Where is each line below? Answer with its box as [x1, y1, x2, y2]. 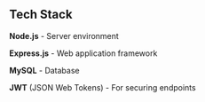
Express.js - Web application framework [9, 48, 158, 59]
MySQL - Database [9, 65, 80, 75]
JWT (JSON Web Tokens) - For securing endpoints [9, 82, 197, 92]
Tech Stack [9, 7, 73, 22]
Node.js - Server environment [9, 30, 120, 41]
